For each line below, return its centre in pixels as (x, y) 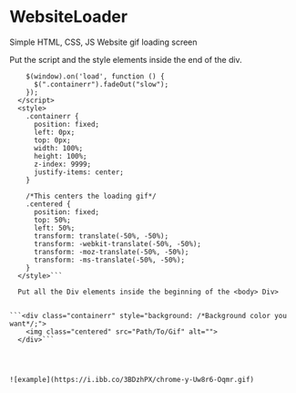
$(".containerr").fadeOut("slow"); (101, 84)
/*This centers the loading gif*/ (91, 196)
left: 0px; (54, 132)
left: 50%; (54, 228)
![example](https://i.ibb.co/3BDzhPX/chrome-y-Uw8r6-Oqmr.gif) (132, 379)
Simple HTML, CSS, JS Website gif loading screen (103, 42)
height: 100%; (61, 156)
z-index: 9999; (62, 164)
